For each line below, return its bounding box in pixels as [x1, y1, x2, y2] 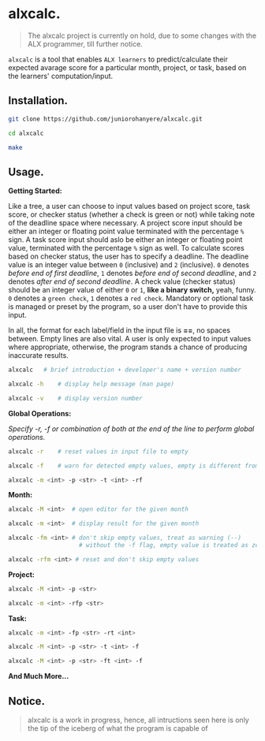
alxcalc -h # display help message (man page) [8, 380, 175, 389]
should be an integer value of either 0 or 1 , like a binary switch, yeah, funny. [8, 285, 256, 295]
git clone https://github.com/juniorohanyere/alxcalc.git [8, 115, 203, 123]
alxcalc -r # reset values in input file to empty [8, 447, 189, 456]
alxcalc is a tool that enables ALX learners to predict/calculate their [8, 54, 229, 64]
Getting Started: [8, 186, 62, 195]
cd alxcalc [8, 129, 44, 137]
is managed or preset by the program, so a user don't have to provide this [8, 302, 248, 311]
